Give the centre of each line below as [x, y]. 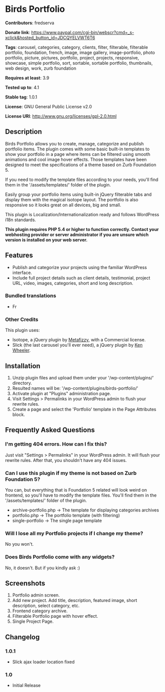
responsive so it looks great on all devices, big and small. [63, 205]
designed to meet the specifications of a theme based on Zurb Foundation [81, 165]
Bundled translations [31, 296]
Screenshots [25, 583]
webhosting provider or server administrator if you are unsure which [77, 234]
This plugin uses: [22, 330]
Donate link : [18, 32]
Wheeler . [21, 350]
